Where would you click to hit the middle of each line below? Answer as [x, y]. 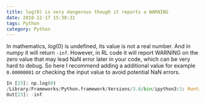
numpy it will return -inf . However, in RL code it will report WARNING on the [102, 53]
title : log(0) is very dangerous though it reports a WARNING [87, 12]
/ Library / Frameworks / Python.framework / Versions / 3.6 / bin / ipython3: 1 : [96, 89]
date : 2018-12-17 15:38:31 [41, 18]
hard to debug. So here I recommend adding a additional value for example [101, 66]
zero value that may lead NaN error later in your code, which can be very [98, 59]
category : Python [29, 29]
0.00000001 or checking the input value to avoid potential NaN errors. [93, 72]
